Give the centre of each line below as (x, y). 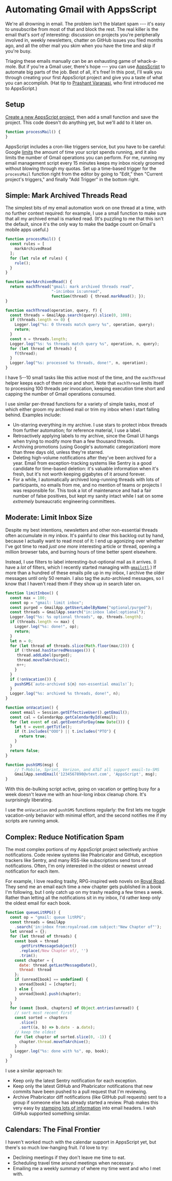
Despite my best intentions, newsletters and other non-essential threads (82, 530)
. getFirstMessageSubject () (48, 946)
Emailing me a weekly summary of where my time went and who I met (87, 1168)
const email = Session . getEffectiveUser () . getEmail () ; (70, 712)
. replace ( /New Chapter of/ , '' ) (53, 950)
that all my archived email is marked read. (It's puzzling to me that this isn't (84, 219)
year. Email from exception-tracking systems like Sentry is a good (82, 463)
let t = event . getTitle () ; (43, 727)
